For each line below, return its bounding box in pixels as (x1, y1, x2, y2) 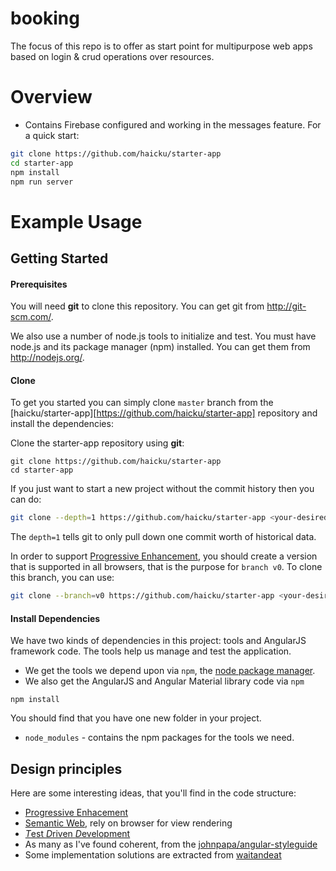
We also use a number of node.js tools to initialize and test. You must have (10, 330, 317, 342)
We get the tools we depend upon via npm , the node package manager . (24, 665, 316, 677)
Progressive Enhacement (24, 807, 129, 819)
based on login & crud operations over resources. (10, 50, 215, 62)
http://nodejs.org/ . (10, 352, 85, 364)
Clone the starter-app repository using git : (10, 437, 185, 449)
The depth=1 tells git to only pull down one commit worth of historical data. (10, 531, 317, 543)
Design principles (10, 760, 123, 777)
